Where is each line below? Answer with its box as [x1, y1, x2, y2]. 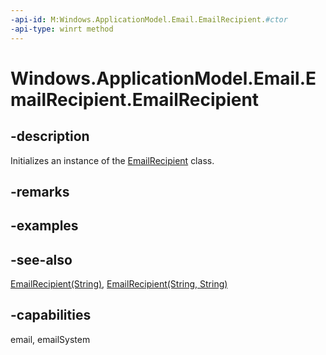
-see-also [10, 251, 73, 268]
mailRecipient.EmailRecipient [10, 88, 260, 111]
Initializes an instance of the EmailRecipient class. [10, 154, 215, 166]
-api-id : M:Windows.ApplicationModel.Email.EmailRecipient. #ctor [10, 14, 288, 25]
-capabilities [10, 307, 92, 324]
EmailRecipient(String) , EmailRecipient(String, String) [10, 278, 228, 290]
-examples [10, 217, 79, 235]
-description [10, 128, 90, 145]
